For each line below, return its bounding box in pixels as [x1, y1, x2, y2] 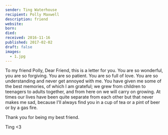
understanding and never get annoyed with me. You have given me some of [5, 78, 162, 84]
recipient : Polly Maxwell [5, 12, 59, 17]
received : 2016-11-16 [5, 35, 51, 40]
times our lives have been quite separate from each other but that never [5, 94, 154, 100]
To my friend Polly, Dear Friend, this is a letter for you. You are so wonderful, [5, 67, 163, 73]
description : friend [5, 16, 49, 21]
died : [5, 30, 17, 35]
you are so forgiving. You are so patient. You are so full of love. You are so [5, 73, 158, 79]
